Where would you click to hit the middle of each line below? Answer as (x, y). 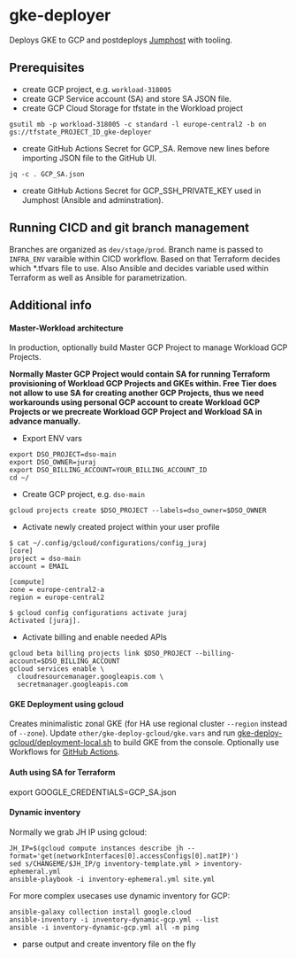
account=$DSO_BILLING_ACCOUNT (65, 661)
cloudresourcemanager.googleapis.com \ (91, 677)
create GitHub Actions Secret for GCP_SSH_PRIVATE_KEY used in (141, 191)
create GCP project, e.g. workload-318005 (97, 89)
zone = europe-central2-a (57, 590)
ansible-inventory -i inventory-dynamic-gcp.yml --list (114, 919)
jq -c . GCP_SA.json (47, 174)
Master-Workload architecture (66, 328)
